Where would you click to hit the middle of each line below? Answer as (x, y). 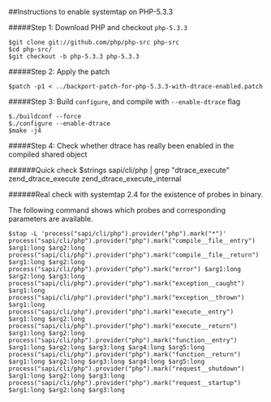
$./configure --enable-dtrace (60, 123)
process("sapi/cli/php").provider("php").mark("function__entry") (123, 340)
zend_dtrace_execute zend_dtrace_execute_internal (95, 179)
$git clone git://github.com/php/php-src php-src (94, 42)
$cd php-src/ (30, 50)
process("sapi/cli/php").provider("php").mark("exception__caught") (127, 283)
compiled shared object (48, 154)
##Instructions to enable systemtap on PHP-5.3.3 (90, 12)
